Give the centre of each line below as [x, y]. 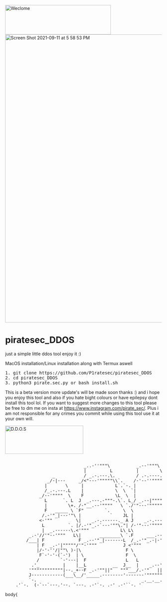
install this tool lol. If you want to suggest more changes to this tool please [81, 403]
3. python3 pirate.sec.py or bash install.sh [62, 383]
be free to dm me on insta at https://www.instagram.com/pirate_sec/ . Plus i [82, 408]
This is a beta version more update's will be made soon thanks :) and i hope [83, 392]
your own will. [19, 418]
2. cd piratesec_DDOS [32, 378]
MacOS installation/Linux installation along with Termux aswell [69, 363]
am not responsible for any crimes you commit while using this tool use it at [83, 413]
